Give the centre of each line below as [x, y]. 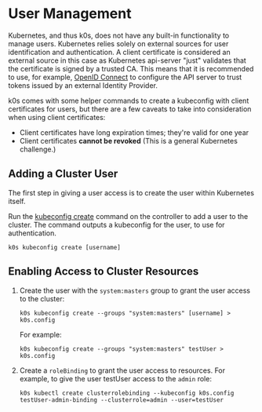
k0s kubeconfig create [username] [65, 247]
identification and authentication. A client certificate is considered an [119, 52]
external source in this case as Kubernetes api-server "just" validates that [127, 60]
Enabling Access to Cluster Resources [104, 272]
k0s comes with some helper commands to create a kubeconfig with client [129, 100]
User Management [70, 14]
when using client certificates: [57, 117]
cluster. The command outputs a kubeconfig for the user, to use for [116, 224]
